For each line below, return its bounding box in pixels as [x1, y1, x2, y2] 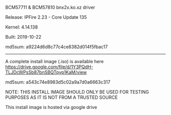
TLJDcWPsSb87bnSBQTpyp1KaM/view [5, 69, 87, 75]
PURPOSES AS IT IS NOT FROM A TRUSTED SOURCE [5, 94, 118, 100]
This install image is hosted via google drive [5, 104, 98, 110]
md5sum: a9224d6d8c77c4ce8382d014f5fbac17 [5, 44, 108, 50]
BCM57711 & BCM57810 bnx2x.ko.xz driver [5, 5, 96, 10]
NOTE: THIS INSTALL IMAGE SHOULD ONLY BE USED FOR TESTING [5, 89, 149, 95]
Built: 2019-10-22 [5, 34, 42, 40]
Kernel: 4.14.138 [5, 24, 38, 30]
